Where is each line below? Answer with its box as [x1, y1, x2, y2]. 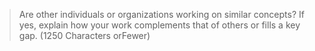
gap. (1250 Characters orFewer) [18, 30, 151, 41]
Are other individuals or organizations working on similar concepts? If [18, 9, 305, 20]
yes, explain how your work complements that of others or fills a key [18, 19, 301, 31]
